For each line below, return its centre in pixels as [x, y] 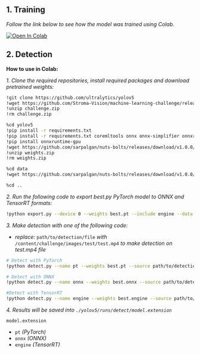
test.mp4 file [30, 249]
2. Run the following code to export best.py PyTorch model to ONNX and [95, 197]
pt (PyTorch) [30, 332]
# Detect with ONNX [30, 277]
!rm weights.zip [26, 158]
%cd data [17, 169]
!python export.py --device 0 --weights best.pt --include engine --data [100, 214]
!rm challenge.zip [29, 114]
